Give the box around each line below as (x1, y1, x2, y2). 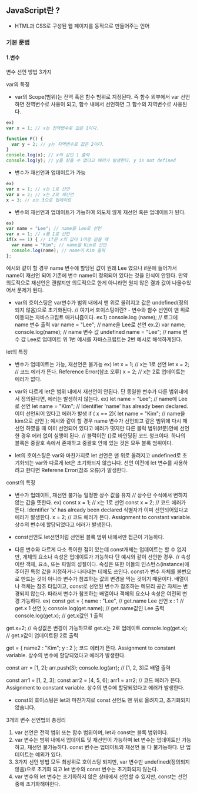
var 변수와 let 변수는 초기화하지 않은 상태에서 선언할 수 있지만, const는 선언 (14, 772, 188, 780)
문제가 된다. (16, 286, 44, 293)
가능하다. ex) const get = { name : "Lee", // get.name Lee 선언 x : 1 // (21, 597, 184, 604)
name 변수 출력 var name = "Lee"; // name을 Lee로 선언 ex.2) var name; (14, 321, 186, 328)
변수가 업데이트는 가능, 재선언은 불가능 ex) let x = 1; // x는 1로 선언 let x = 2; (14, 360, 190, 367)
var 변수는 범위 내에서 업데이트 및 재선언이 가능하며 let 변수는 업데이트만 (14, 736, 181, 743)
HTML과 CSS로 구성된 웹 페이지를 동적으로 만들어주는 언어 (14, 22, 150, 29)
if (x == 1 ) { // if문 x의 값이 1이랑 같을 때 (6, 237, 109, 243)
